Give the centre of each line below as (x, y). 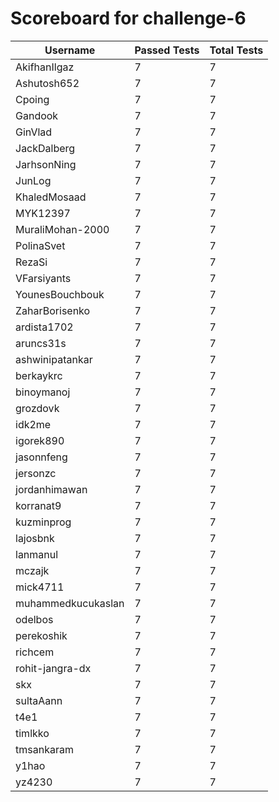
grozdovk (37, 408)
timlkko (32, 733)
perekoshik (41, 635)
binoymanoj (43, 392)
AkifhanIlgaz (45, 67)
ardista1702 (44, 327)
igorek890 (40, 440)
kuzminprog (43, 522)
